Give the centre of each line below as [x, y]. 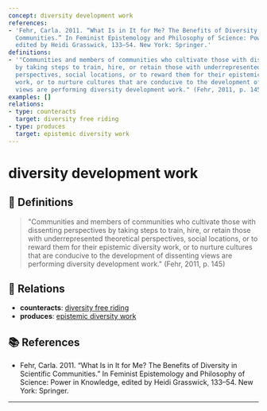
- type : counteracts [43, 112]
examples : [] [30, 97]
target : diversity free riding [67, 119]
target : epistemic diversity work [72, 134]
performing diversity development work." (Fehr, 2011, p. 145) [126, 264]
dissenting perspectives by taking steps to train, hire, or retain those [139, 230]
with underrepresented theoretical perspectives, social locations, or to [143, 238]
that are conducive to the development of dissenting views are [130, 255]
